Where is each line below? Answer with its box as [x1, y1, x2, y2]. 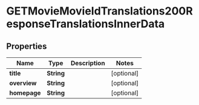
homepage [9, 89, 41, 97]
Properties [6, 41, 47, 51]
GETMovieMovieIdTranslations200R [6, 4, 194, 18]
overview [9, 79, 37, 87]
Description [70, 59, 105, 67]
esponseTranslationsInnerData [6, 17, 165, 31]
